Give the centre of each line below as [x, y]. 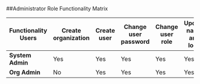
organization [71, 38]
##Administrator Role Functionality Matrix [57, 9]
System [20, 55]
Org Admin [25, 72]
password [135, 42]
